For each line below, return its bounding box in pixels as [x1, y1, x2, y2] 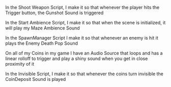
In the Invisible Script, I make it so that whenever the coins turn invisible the [5, 71, 164, 77]
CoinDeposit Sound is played [5, 76, 66, 82]
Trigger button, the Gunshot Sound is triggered [5, 10, 104, 16]
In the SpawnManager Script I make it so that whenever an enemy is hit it [5, 35, 159, 41]
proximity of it [5, 61, 35, 67]
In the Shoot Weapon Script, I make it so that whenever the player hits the [5, 5, 159, 10]
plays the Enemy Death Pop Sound [5, 40, 78, 46]
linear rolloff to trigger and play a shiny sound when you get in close [5, 55, 148, 62]
